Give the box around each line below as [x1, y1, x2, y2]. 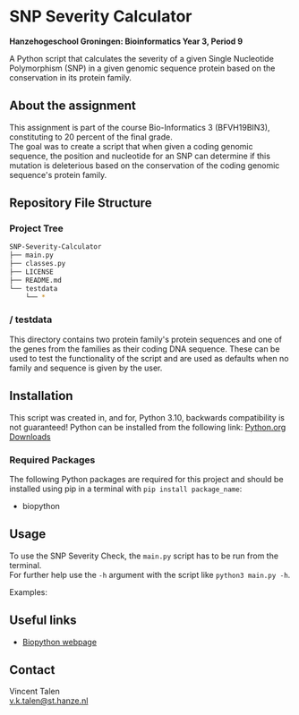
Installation [9, 388, 73, 404]
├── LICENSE [9, 268, 54, 277]
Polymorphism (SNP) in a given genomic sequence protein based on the [9, 63, 276, 73]
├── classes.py [9, 260, 66, 268]
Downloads [9, 431, 51, 442]
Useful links [9, 613, 78, 628]
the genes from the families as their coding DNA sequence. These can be [9, 343, 280, 354]
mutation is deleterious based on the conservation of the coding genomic [9, 159, 280, 171]
